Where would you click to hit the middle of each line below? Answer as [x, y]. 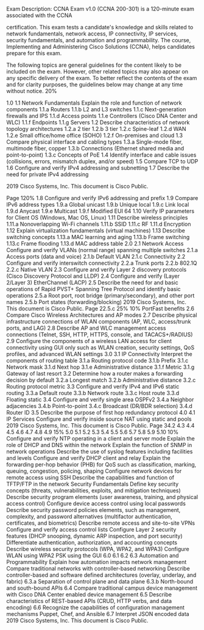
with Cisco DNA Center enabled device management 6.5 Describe [89, 595]
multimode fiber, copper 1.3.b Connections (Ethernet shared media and [95, 148]
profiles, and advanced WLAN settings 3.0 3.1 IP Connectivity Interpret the [100, 354]
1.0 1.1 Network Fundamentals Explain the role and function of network [94, 103]
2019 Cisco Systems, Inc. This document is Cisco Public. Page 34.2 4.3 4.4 [100, 425]
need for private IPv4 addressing [47, 174]
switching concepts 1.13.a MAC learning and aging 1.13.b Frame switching [98, 237]
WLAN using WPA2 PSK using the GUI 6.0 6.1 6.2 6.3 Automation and [93, 555]
